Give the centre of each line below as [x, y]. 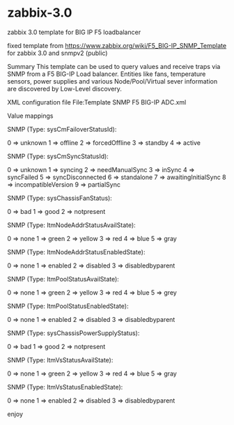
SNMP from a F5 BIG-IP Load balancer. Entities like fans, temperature [107, 74]
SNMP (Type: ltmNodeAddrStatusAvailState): [71, 225]
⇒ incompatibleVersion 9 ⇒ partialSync [64, 184]
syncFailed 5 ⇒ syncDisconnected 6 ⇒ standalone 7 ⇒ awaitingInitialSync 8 [117, 177]
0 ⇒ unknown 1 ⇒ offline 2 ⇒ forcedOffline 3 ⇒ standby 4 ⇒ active [104, 142]
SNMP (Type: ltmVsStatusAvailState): [60, 360]
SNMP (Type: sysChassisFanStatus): [60, 198]
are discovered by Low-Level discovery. [64, 88]
